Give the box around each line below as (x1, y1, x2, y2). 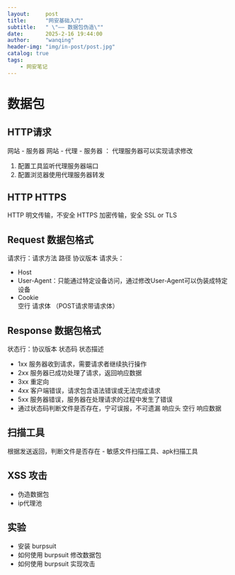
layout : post (7, 10, 59, 18)
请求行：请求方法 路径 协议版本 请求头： (7, 254, 125, 262)
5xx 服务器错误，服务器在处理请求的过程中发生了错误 (17, 395, 173, 404)
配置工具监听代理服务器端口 (17, 161, 99, 170)
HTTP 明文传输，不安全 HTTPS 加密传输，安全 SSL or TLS (7, 211, 177, 220)
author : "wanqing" (7, 37, 74, 44)
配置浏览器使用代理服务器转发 (17, 170, 105, 179)
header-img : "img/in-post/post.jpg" (7, 43, 115, 50)
